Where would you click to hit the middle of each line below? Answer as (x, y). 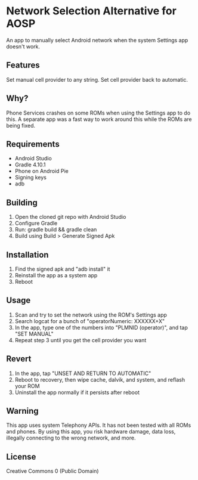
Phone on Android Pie (41, 171)
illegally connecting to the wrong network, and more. (71, 438)
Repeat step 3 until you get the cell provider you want (81, 340)
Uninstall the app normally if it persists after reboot (77, 392)
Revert (19, 359)
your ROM (27, 386)
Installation (27, 255)
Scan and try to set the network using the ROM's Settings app (91, 315)
